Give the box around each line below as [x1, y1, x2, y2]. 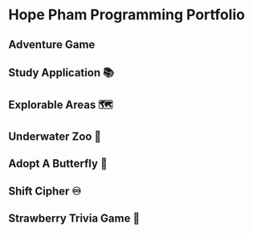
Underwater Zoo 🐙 [8, 129, 102, 143]
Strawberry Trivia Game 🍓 [8, 211, 141, 225]
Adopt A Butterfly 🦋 [8, 157, 108, 170]
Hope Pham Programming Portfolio [8, 6, 245, 24]
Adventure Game [8, 38, 96, 51]
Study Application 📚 [8, 66, 115, 80]
